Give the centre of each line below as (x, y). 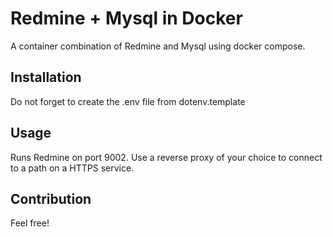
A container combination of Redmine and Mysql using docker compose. (158, 46)
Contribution (51, 198)
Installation (46, 77)
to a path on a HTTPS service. (72, 168)
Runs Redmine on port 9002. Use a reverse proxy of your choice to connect (166, 157)
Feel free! (30, 223)
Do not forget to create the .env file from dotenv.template (128, 101)
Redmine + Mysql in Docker (126, 18)
